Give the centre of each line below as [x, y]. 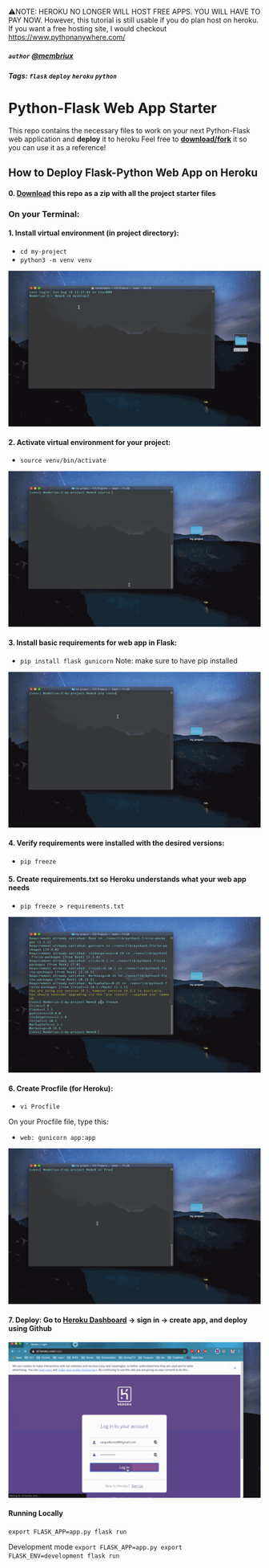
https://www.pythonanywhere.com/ [67, 37]
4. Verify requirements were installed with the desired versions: [116, 843]
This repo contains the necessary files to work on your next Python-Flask [129, 130]
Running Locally [36, 1513]
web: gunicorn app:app [58, 1138]
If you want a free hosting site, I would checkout [88, 29]
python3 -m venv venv [56, 260]
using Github [30, 1329]
